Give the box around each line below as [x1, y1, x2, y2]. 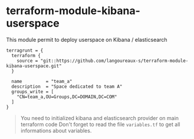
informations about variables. [20, 127, 92, 134]
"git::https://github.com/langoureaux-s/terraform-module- [40, 58, 189, 64]
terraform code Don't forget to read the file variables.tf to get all [20, 121, 180, 128]
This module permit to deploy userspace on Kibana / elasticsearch [6, 36, 167, 43]
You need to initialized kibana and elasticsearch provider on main [20, 114, 179, 121]
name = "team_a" [11, 78, 73, 84]
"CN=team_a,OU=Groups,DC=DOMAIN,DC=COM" [17, 94, 117, 100]
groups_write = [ [11, 88, 54, 95]
